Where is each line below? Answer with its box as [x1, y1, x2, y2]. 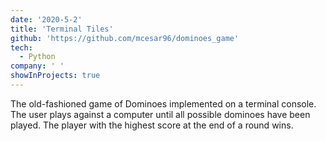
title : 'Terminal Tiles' [10, 24, 114, 34]
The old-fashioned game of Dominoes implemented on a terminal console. [10, 97, 317, 110]
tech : [10, 42, 33, 53]
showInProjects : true [10, 71, 101, 81]
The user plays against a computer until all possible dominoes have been [10, 108, 311, 120]
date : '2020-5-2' [10, 14, 83, 25]
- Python [19, 52, 56, 62]
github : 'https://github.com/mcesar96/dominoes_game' [10, 33, 240, 43]
